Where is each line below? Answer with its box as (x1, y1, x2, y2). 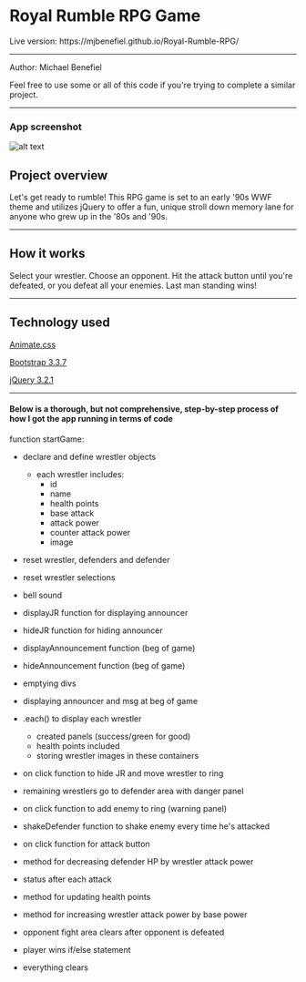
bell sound (22, 589, 63, 600)
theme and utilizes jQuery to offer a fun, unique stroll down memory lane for (9, 201, 294, 212)
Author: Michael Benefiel (9, 61, 102, 73)
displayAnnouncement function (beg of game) (22, 642, 196, 653)
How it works (9, 246, 86, 261)
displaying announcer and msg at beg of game (22, 695, 199, 706)
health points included (36, 740, 120, 752)
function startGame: (9, 434, 85, 445)
